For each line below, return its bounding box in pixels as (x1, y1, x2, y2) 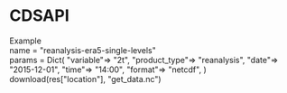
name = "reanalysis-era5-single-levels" (9, 44, 156, 55)
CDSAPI (9, 5, 69, 26)
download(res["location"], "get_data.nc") (9, 73, 162, 84)
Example (9, 35, 42, 46)
